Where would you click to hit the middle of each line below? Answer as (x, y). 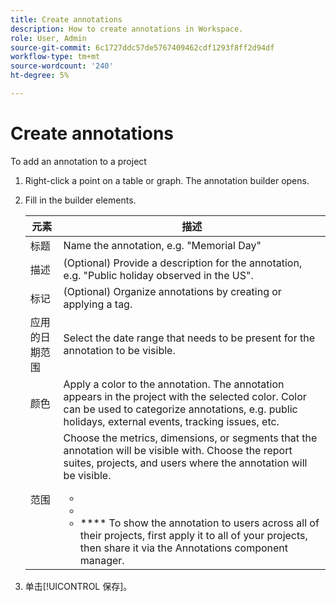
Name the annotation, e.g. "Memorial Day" (162, 245)
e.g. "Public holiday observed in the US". (158, 275)
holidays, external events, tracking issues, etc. (171, 421)
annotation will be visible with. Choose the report (178, 450)
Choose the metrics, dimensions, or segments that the (190, 438)
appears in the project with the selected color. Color (185, 396)
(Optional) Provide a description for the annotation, (183, 263)
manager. (102, 560)
